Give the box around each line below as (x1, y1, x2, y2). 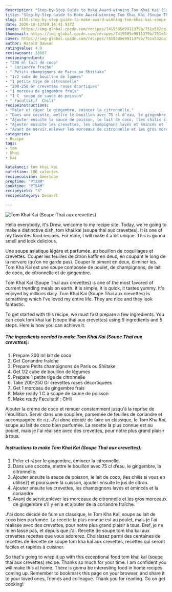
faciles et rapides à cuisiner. (5, 544, 65, 550)
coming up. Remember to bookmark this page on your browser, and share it (5, 570, 165, 576)
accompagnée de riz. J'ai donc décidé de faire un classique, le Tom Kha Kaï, (5, 416, 167, 423)
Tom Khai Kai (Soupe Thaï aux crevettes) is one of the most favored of (5, 279, 154, 285)
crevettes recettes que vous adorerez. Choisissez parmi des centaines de (5, 533, 161, 539)
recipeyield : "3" (5, 188, 42, 194)
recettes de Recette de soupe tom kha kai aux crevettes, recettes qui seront (5, 538, 165, 544)
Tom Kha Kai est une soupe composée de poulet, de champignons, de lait (5, 264, 161, 270)
